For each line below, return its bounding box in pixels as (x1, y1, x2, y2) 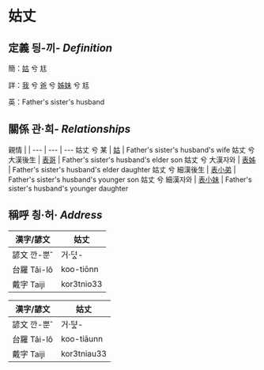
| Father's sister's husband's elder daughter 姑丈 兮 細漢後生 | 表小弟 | (8, 164, 236, 174)
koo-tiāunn (60, 333, 104, 344)
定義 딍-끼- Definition (8, 41, 113, 55)
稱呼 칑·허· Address (8, 209, 103, 222)
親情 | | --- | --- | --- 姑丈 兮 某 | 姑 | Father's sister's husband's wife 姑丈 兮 (8, 145, 255, 154)
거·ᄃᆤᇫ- (60, 319, 84, 330)
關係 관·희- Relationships (8, 123, 131, 136)
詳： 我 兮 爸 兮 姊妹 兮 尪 (8, 81, 89, 89)
